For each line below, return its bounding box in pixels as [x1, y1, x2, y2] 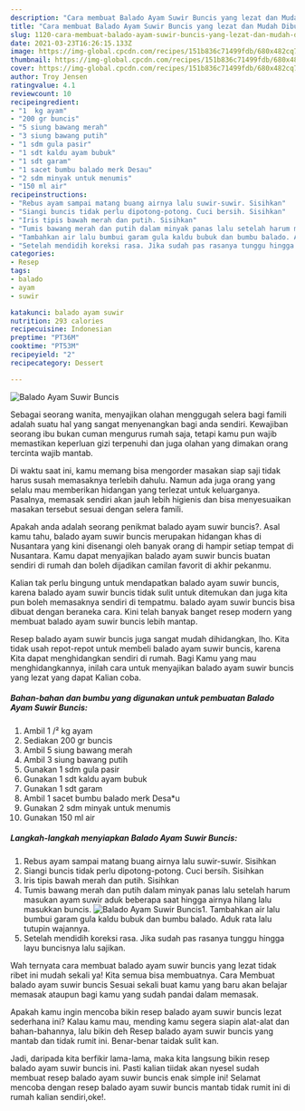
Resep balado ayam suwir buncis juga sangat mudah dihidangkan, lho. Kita [10, 633, 290, 644]
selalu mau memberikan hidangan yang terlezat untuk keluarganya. [10, 484, 261, 495]
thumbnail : [10, 55, 52, 64]
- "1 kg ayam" [10, 106, 68, 115]
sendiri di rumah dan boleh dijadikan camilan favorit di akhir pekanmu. [10, 560, 272, 570]
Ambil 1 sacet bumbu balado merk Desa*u [23, 793, 180, 804]
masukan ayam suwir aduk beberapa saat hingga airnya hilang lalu [23, 894, 272, 905]
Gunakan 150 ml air [23, 812, 96, 823]
